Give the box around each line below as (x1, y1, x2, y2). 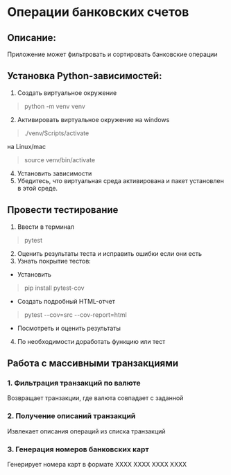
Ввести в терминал (17, 223, 75, 231)
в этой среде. (17, 184, 58, 192)
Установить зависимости (17, 169, 92, 178)
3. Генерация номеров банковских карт (7, 444, 149, 454)
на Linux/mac (7, 142, 46, 150)
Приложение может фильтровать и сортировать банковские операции (7, 50, 218, 58)
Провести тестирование (7, 204, 119, 216)
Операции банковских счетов (7, 4, 189, 20)
